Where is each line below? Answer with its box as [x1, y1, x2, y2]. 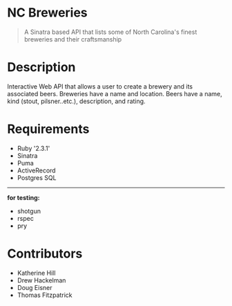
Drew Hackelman [17, 276, 66, 285]
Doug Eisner [17, 283, 52, 291]
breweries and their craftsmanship [23, 35, 122, 43]
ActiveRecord [17, 166, 57, 174]
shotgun [17, 206, 41, 215]
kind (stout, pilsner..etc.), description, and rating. [7, 97, 146, 105]
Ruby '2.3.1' [17, 144, 50, 152]
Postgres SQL [17, 173, 57, 181]
